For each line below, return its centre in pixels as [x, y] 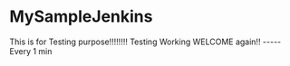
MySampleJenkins [81, 17]
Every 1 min [31, 51]
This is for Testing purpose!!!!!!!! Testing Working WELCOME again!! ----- [145, 42]
